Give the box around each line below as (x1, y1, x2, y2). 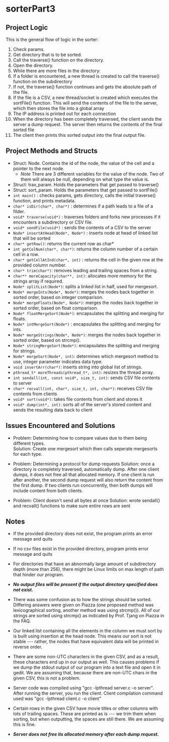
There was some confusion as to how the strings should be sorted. (13, 597, 152, 603)
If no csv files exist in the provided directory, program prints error (13, 546, 149, 552)
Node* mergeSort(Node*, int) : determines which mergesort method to (13, 353, 159, 359)
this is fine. (13, 721, 36, 727)
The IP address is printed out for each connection (13, 111, 116, 117)
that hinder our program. (13, 571, 64, 578)
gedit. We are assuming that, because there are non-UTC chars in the (13, 670, 157, 676)
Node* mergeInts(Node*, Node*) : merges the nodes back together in (13, 289, 154, 295)
